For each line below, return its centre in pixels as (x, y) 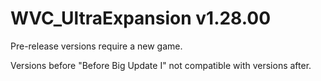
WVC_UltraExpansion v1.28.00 (141, 18)
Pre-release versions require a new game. (96, 46)
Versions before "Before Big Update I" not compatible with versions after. (161, 65)
